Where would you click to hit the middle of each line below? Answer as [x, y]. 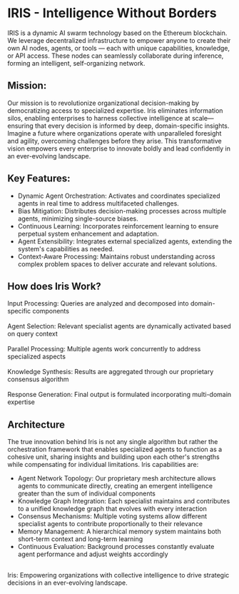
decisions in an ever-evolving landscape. [68, 583]
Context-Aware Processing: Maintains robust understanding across [116, 256]
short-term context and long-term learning [80, 539]
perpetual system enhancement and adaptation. [88, 233]
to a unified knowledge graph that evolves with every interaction [112, 509]
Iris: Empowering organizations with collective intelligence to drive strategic [118, 575]
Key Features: [39, 179]
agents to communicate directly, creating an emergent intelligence [115, 486]
